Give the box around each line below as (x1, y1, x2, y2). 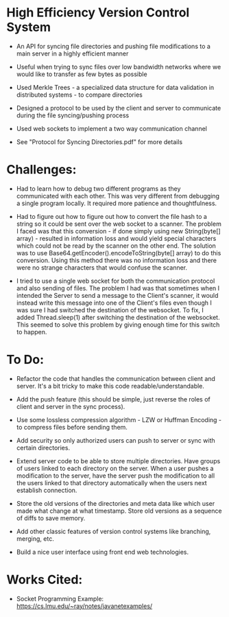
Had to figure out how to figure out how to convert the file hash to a (16, 212, 207, 220)
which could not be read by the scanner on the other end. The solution (16, 242, 217, 250)
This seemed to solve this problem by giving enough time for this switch (16, 321, 220, 329)
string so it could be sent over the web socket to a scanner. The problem (16, 220, 222, 228)
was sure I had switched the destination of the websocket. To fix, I (16, 305, 204, 314)
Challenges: (6, 162, 77, 178)
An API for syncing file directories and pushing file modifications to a (16, 42, 210, 50)
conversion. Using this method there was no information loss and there (16, 256, 217, 264)
